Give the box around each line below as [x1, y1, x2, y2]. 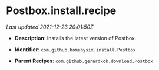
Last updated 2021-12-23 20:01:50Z [6, 23, 94, 30]
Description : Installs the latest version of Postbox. [14, 34, 137, 41]
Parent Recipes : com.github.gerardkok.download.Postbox [14, 57, 153, 64]
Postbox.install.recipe [6, 4, 117, 17]
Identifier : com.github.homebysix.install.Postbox [14, 45, 136, 53]
